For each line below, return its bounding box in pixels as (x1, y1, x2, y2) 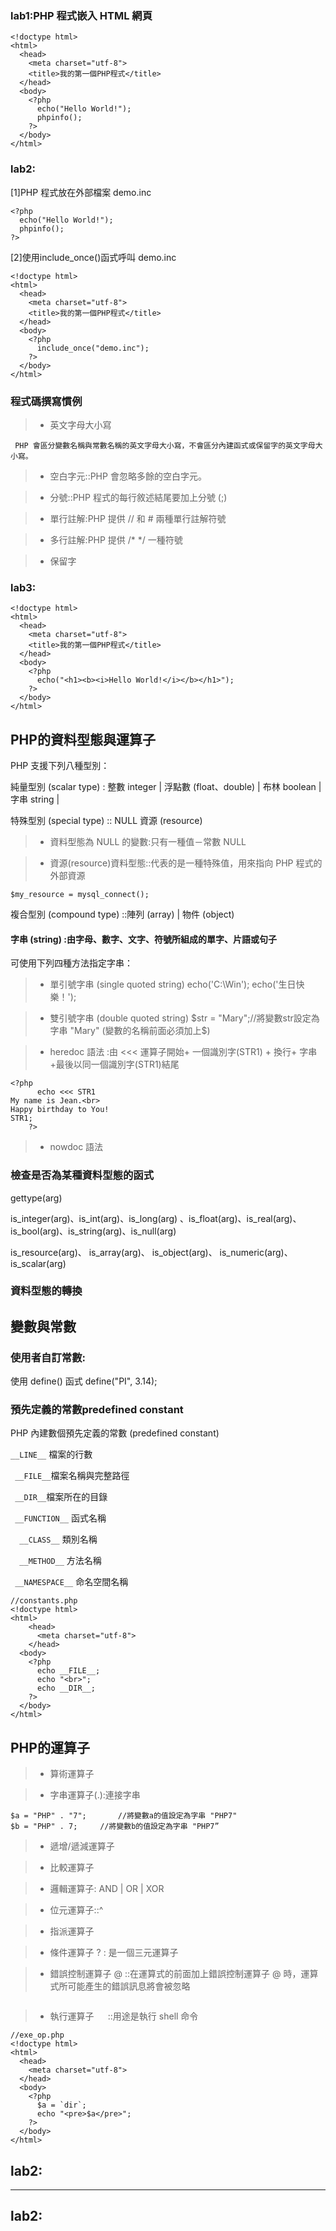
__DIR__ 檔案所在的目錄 (14, 1491, 108, 1503)
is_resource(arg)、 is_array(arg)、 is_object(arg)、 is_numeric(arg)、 (10, 1246, 293, 1258)
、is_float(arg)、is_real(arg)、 (179, 1212, 302, 1224)
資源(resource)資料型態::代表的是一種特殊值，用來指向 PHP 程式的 (49, 857, 323, 869)
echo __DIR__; (36, 1683, 97, 1694)
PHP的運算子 (10, 1739, 90, 1756)
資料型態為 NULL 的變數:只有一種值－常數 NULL (49, 836, 247, 847)
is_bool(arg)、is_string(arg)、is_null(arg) (10, 1225, 177, 1237)
